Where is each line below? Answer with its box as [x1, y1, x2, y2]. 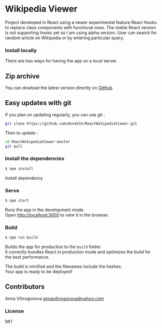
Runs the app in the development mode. [5, 207, 85, 213]
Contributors [5, 282, 45, 291]
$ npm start [5, 198, 29, 203]
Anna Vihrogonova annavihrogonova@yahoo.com [5, 296, 104, 301]
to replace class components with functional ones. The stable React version [5, 24, 156, 30]
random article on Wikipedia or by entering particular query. [5, 35, 124, 41]
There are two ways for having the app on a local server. [5, 58, 118, 64]
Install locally [5, 47, 37, 54]
